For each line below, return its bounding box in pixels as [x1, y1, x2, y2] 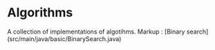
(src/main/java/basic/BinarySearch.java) [7, 34, 122, 42]
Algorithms [7, 5, 73, 21]
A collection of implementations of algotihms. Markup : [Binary [7, 27, 185, 36]
